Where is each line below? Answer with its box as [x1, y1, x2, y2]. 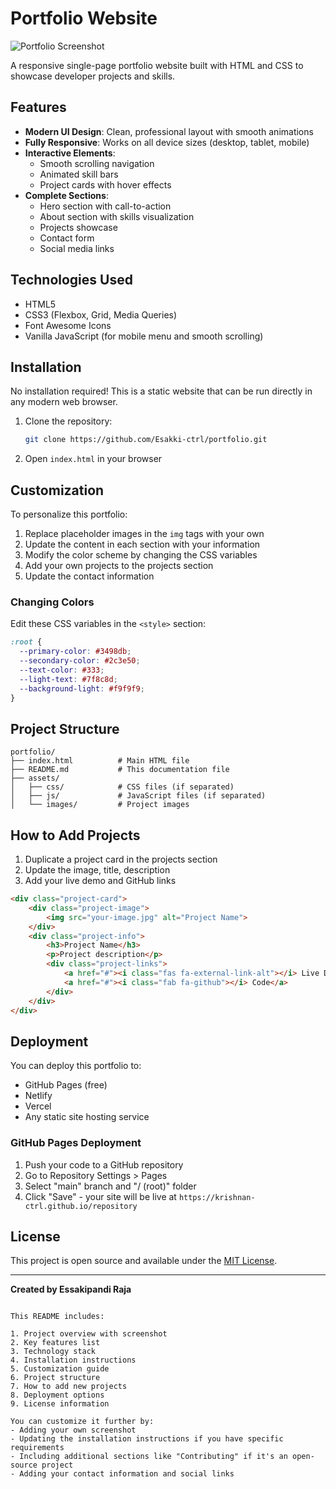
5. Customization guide [10, 1364, 110, 1374]
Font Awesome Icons [24, 319, 112, 331]
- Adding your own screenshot [10, 1425, 137, 1436]
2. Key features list [10, 1338, 101, 1348]
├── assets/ [10, 773, 60, 784]
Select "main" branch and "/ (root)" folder [24, 1180, 197, 1192]
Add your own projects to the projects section [24, 560, 214, 572]
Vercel [24, 1100, 52, 1112]
